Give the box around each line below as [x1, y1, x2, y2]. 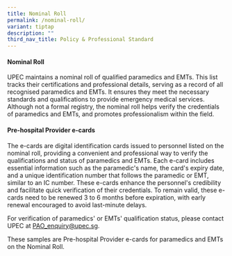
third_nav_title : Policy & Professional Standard [7, 36, 154, 43]
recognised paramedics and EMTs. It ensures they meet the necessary [7, 88, 210, 96]
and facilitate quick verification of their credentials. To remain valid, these [7, 186, 217, 194]
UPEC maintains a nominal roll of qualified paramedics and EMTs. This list [7, 73, 218, 81]
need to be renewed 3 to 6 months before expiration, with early [24, 193, 206, 202]
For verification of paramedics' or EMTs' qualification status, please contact [7, 214, 224, 223]
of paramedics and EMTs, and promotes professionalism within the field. [7, 110, 215, 118]
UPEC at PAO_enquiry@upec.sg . [7, 221, 100, 230]
